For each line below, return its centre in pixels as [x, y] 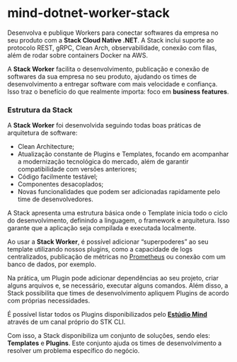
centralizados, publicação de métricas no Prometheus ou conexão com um [117, 257]
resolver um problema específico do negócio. [74, 351]
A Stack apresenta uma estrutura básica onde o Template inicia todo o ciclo [117, 213]
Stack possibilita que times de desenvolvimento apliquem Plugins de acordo [118, 293]
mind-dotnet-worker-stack [88, 13]
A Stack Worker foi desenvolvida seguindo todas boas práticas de [104, 125]
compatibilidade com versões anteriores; [77, 169]
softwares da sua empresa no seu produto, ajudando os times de [102, 77]
